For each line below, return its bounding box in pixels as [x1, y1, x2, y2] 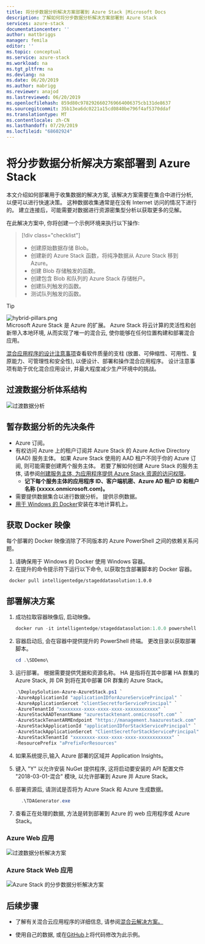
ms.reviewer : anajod [6, 89, 59, 95]
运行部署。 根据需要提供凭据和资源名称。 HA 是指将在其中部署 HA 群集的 [15, 669, 199, 676]
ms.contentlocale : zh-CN [6, 117, 70, 123]
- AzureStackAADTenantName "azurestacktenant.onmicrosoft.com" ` [15, 712, 183, 718]
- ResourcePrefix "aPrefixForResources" [15, 740, 117, 746]
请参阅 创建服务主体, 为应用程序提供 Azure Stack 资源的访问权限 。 [23, 469, 190, 477]
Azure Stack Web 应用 [6, 866, 73, 874]
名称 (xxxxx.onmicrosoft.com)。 [24, 485, 108, 492]
